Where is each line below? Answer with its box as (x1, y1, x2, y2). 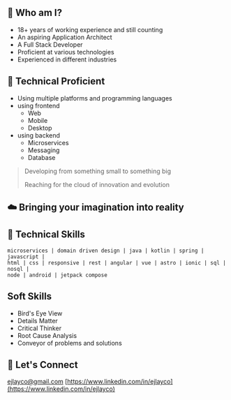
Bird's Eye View (17, 309, 63, 318)
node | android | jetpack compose (7, 272, 108, 279)
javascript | (7, 253, 45, 260)
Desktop (27, 124, 52, 132)
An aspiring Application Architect (17, 33, 113, 41)
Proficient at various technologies (17, 47, 114, 56)
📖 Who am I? (7, 7, 63, 19)
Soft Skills (7, 290, 52, 302)
